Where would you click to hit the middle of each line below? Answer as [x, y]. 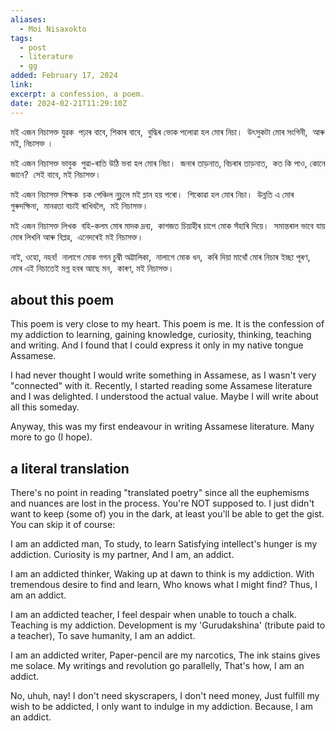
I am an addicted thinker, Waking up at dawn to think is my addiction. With [162, 574]
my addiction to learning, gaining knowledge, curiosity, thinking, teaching [161, 335]
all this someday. [45, 407]
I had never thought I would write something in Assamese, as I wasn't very [163, 375]
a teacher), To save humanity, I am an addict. [103, 636]
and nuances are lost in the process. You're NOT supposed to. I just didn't [162, 503]
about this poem [62, 299]
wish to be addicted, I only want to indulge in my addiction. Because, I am [161, 707]
